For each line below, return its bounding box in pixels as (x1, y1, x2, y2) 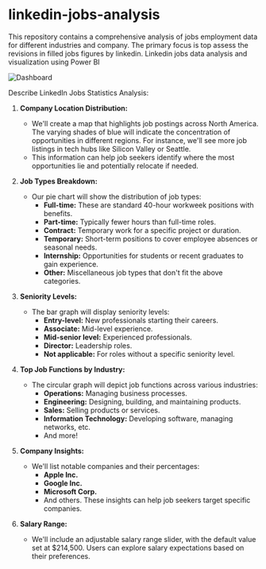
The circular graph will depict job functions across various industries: (31, 380, 258, 389)
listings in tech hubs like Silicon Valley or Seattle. (31, 144, 191, 153)
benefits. (43, 208, 73, 218)
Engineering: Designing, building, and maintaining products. (43, 397, 241, 406)
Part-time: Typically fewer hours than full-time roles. (43, 217, 217, 226)
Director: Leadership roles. (43, 340, 133, 350)
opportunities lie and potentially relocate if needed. (31, 161, 199, 170)
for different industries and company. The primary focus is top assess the (8, 40, 249, 49)
